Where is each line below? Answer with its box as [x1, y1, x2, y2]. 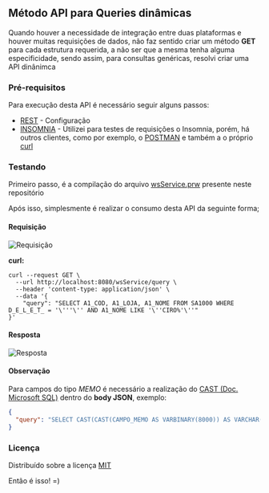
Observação [8, 366, 50, 376]
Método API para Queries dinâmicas [8, 6, 192, 20]
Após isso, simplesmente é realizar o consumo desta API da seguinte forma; [8, 204, 260, 214]
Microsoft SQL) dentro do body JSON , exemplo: [8, 393, 167, 402]
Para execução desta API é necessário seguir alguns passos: [8, 100, 210, 110]
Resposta [8, 330, 41, 340]
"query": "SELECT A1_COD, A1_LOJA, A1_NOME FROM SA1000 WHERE [22, 299, 235, 308]
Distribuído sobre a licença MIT [8, 460, 112, 470]
